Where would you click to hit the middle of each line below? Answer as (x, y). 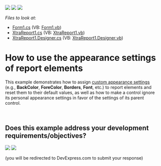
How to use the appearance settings (80, 58)
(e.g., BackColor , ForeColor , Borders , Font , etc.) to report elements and (78, 87)
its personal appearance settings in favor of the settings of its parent (75, 98)
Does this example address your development (77, 128)
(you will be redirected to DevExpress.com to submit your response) (74, 158)
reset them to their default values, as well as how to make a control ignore (80, 92)
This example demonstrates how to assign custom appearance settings (78, 82)
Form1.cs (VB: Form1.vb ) (37, 27)
